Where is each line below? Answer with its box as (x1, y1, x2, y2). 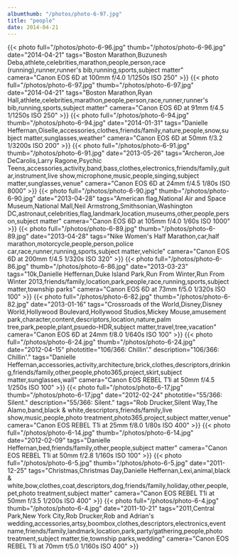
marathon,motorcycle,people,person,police (7, 240, 134, 248)
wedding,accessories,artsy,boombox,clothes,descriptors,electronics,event (7, 519, 226, 528)
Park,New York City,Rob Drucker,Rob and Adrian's (7, 511, 154, 520)
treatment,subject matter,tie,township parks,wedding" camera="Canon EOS (7, 534, 229, 543)
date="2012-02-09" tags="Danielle (7, 436, 111, 445)
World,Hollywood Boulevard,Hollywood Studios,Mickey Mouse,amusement (7, 307, 227, 317)
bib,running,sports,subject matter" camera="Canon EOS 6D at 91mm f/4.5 (7, 104, 224, 112)
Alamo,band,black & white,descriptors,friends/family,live (7, 406, 173, 415)
